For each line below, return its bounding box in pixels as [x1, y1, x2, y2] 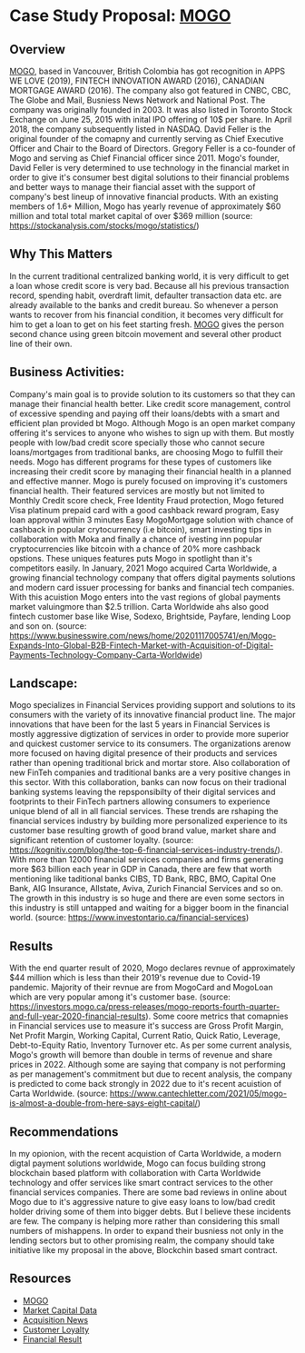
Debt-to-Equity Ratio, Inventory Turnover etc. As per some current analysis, [9, 1040, 292, 1050]
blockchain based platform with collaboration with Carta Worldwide [9, 1168, 261, 1179]
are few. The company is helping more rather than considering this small [9, 1216, 280, 1227]
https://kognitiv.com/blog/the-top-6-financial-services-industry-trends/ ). [9, 844, 283, 855]
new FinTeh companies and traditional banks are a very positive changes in [9, 767, 290, 778]
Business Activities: [9, 364, 125, 380]
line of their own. [9, 338, 73, 349]
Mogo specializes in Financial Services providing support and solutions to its [9, 700, 296, 711]
